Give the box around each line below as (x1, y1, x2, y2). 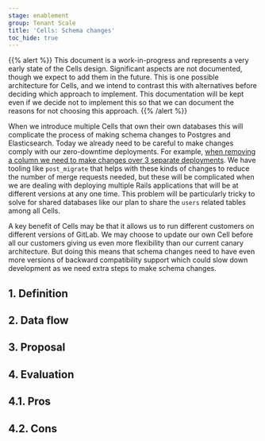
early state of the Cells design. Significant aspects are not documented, (8, 64, 243, 74)
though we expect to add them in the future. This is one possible (8, 72, 220, 82)
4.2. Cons (8, 422, 58, 435)
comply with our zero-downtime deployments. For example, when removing (8, 147, 256, 157)
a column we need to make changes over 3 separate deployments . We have (8, 156, 256, 165)
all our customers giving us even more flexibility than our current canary (8, 238, 244, 248)
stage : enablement (8, 11, 69, 20)
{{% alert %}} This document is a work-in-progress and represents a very (8, 56, 249, 65)
